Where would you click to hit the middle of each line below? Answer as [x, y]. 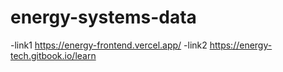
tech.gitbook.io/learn [53, 55]
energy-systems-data [103, 17]
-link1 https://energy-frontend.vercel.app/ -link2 [109, 45]
